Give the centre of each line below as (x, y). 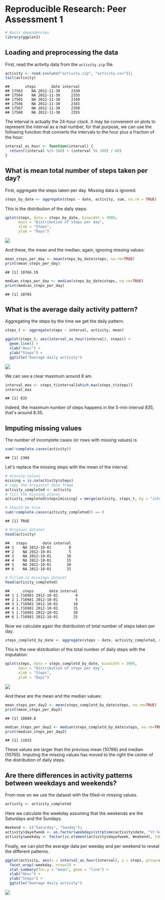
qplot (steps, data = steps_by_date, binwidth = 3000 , (61, 218)
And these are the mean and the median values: (54, 696)
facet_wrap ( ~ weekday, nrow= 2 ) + (43, 865)
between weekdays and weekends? (61, 783)
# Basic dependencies (27, 32)
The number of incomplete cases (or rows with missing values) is (71, 440)
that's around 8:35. (24, 413)
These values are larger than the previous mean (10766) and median (74, 750)
